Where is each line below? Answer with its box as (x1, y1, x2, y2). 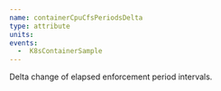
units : (9, 30, 34, 39)
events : (9, 38, 39, 48)
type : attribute (9, 22, 70, 31)
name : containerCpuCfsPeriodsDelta (9, 13, 143, 23)
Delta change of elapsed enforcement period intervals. (9, 71, 213, 82)
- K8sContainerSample (17, 47, 103, 56)
